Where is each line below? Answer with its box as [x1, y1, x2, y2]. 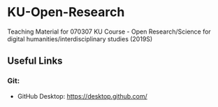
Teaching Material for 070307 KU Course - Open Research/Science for [7, 27, 211, 36]
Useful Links [7, 55, 63, 67]
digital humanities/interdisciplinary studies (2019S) [7, 34, 153, 43]
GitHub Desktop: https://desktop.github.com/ [17, 92, 148, 100]
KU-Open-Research [7, 4, 125, 20]
